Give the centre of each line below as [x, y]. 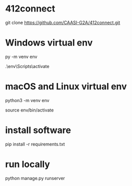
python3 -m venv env [27, 100]
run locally [27, 164]
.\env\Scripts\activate [27, 66]
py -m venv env [21, 56]
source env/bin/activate [29, 110]
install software [38, 130]
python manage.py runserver [35, 178]
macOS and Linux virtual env [66, 87]
